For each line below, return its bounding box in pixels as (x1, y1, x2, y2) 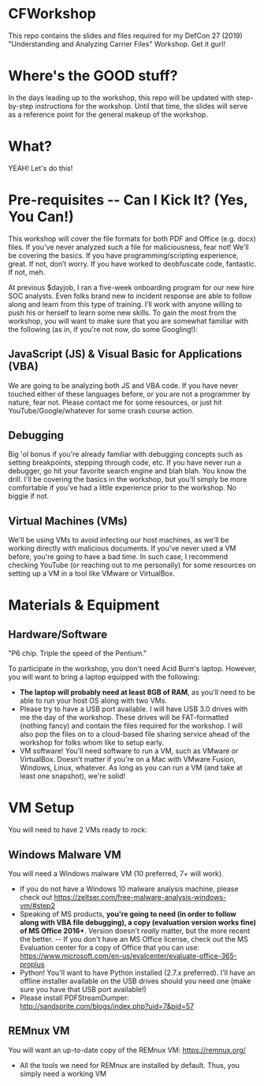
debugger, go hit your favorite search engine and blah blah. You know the (8, 466, 247, 476)
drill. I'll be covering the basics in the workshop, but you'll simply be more (8, 475, 247, 484)
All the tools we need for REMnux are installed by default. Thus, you (19, 1060, 240, 1069)
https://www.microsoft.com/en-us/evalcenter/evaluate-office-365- (19, 951, 238, 961)
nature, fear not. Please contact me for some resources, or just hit (8, 397, 222, 407)
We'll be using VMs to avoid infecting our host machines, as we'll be (8, 536, 229, 545)
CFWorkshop (8, 5, 96, 23)
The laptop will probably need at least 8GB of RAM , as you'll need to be (19, 688, 256, 697)
